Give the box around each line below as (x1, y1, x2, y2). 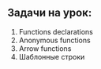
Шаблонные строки (18, 52, 85, 61)
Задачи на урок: (7, 6, 92, 20)
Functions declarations (18, 27, 94, 36)
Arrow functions (18, 43, 72, 53)
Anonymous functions (18, 35, 92, 45)
